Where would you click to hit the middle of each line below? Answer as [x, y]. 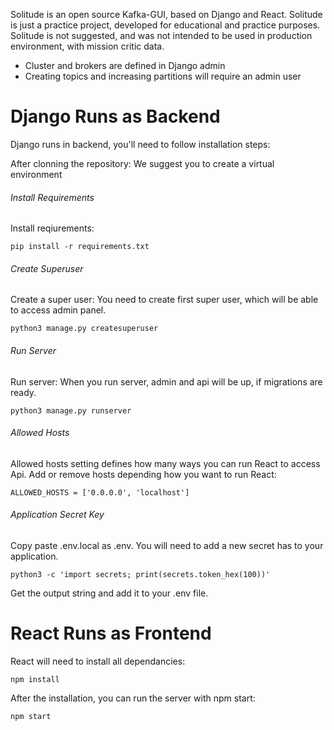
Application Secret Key [57, 515]
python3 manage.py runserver [71, 410]
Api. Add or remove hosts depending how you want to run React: [143, 474]
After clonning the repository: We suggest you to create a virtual [142, 163]
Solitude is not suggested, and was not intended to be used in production [161, 35]
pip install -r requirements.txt [80, 247]
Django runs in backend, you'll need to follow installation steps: [140, 144]
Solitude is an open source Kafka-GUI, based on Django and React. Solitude [166, 14]
